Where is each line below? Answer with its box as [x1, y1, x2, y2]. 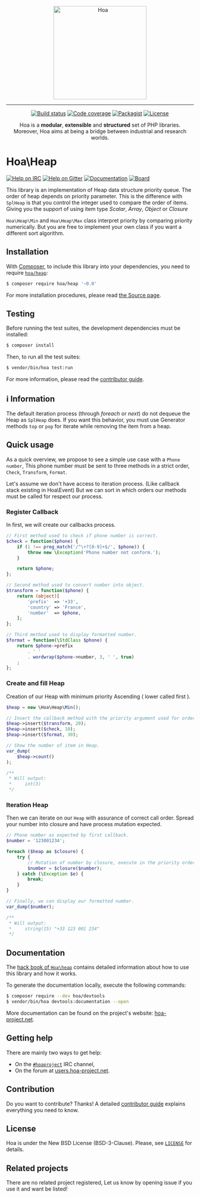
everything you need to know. [6, 1106, 79, 1113]
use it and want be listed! [6, 1186, 68, 1193]
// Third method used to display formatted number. [6, 632, 137, 638]
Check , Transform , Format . [6, 468, 67, 475]
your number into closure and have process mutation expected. [6, 821, 162, 828]
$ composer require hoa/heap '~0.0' [6, 281, 97, 287]
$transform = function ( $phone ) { [6, 588, 89, 594]
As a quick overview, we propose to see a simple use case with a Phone [6, 456, 180, 463]
